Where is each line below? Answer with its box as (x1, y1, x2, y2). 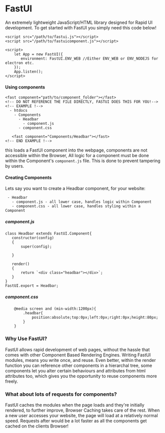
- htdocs (9, 108, 28, 113)
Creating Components (5, 174, 52, 180)
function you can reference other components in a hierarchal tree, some (5, 362, 153, 368)
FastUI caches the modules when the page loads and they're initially (5, 402, 145, 408)
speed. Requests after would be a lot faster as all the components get (5, 418, 147, 424)
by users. (5, 163, 24, 169)
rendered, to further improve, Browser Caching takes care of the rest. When (5, 407, 160, 413)
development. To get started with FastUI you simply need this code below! (5, 24, 157, 30)
